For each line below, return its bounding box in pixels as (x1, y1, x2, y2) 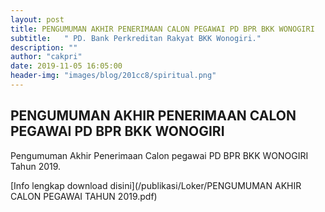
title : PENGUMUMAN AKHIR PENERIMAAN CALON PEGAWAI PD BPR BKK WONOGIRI (10, 24, 315, 34)
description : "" (10, 42, 78, 53)
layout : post (10, 14, 65, 25)
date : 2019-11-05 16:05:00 (10, 61, 123, 71)
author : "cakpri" (10, 52, 83, 62)
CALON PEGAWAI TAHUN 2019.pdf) (10, 190, 158, 202)
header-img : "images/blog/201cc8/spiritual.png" (10, 71, 217, 81)
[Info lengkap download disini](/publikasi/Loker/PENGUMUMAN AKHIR (10, 179, 302, 191)
